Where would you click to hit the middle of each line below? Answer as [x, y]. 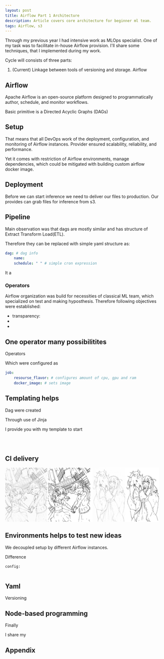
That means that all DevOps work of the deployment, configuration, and [77, 139]
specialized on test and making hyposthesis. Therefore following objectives [81, 301]
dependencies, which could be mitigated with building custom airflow [75, 164]
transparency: [26, 316]
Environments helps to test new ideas [63, 536]
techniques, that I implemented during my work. [53, 51]
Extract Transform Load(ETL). [35, 234]
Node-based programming [46, 613]
